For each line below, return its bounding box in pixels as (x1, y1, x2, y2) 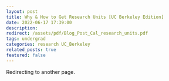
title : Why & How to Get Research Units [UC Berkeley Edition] (6, 14, 164, 20)
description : (6, 25, 38, 31)
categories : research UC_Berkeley (6, 42, 91, 48)
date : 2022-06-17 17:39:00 (6, 19, 72, 25)
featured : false (6, 52, 46, 58)
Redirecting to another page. (6, 68, 75, 75)
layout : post (6, 8, 38, 15)
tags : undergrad (6, 36, 46, 42)
